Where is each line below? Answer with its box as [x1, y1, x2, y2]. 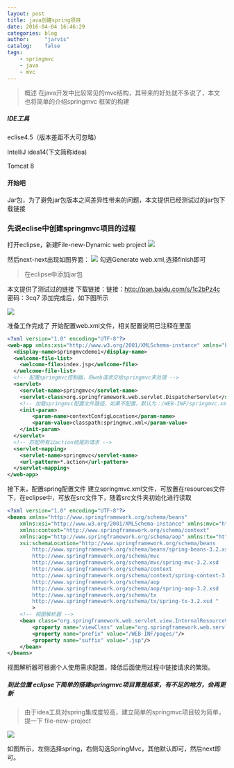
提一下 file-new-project [24, 716, 92, 725]
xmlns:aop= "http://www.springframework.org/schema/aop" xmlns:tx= [19, 533, 216, 540]
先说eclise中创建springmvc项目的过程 [7, 224, 136, 233]
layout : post [7, 10, 45, 17]
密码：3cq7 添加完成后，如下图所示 [7, 293, 109, 301]
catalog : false [7, 42, 60, 49]
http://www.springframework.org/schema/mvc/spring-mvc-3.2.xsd [32, 559, 219, 566]
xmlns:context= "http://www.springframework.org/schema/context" [19, 526, 210, 533]
